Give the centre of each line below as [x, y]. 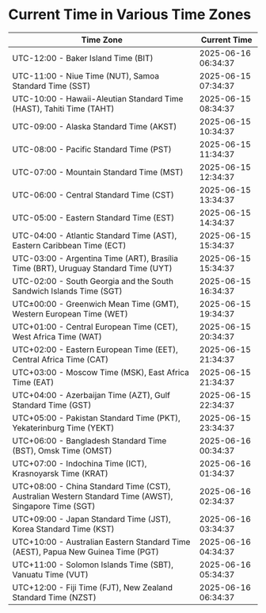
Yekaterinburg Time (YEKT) [63, 427]
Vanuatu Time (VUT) [50, 574]
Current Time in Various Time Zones [130, 15]
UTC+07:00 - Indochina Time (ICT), [80, 463]
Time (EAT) [33, 382]
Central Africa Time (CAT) [61, 359]
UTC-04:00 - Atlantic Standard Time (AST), [95, 236]
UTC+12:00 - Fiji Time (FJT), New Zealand [92, 587]
